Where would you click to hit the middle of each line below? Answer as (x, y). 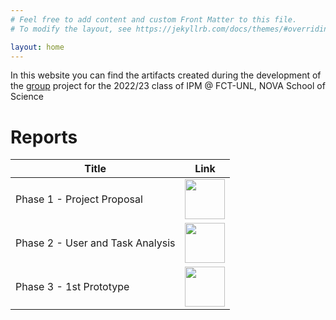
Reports (44, 137)
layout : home (37, 47)
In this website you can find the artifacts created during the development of (166, 75)
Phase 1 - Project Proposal (79, 199)
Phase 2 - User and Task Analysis (95, 243)
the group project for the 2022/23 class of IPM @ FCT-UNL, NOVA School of (168, 86)
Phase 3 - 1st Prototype (72, 287)
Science (27, 97)
